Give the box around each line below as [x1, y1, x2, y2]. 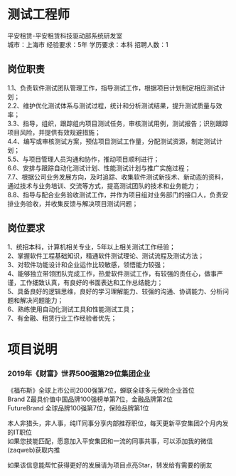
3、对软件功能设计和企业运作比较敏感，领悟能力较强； [7, 260, 167, 269]
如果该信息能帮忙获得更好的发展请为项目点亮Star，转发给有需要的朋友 [7, 461, 213, 470]
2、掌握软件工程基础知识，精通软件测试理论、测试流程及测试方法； [7, 251, 205, 260]
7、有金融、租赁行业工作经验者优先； [7, 314, 117, 322]
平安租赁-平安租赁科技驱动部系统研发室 [7, 31, 123, 40]
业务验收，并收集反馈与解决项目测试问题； [13, 199, 139, 207]
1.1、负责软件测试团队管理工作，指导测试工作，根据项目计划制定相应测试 [7, 83, 220, 92]
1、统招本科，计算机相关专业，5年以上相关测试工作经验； [7, 242, 176, 251]
